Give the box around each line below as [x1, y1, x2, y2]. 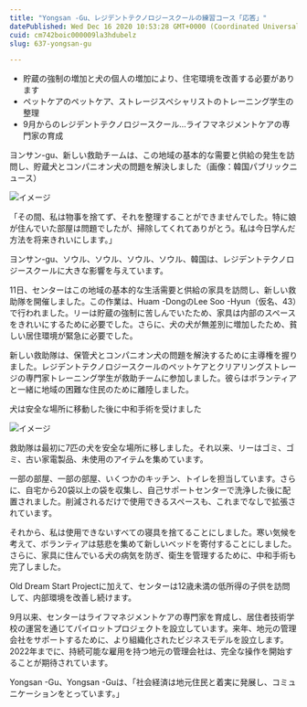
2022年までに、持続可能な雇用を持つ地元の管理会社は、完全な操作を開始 [9, 646, 286, 657]
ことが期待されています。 [16, 658, 113, 669]
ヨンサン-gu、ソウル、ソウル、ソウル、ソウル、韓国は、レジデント [9, 253, 263, 265]
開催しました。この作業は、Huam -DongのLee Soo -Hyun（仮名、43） [33, 296, 297, 307]
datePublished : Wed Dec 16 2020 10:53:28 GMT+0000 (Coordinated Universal [9, 22, 301, 31]
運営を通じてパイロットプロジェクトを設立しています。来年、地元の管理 [25, 623, 297, 634]
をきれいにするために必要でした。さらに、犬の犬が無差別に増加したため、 [9, 319, 290, 330]
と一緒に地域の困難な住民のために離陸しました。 [9, 384, 194, 395]
